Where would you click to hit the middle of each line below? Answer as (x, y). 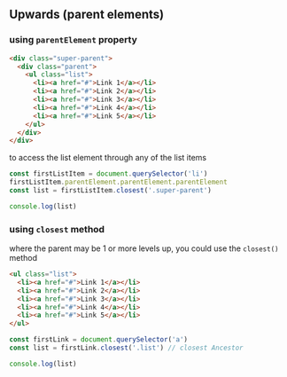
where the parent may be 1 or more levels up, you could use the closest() (144, 248)
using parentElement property (73, 40)
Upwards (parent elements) (87, 15)
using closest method (57, 229)
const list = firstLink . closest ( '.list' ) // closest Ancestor (126, 348)
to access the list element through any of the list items (108, 158)
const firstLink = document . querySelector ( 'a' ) (99, 340)
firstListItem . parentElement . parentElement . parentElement (118, 182)
